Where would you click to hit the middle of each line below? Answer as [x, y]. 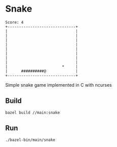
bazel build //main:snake [32, 113]
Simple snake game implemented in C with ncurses [59, 85]
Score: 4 [14, 22]
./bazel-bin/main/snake [30, 140]
